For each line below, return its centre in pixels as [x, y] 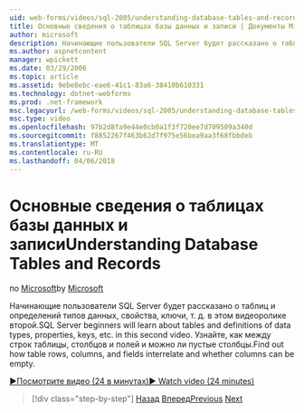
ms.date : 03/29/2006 [48, 69]
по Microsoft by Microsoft [57, 288]
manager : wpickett [44, 60]
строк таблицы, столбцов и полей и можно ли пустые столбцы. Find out [147, 344]
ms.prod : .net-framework [56, 102]
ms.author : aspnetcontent [58, 52]
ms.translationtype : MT [54, 144]
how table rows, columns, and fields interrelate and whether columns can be [152, 354]
